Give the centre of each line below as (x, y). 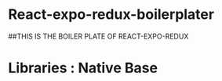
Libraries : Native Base (83, 68)
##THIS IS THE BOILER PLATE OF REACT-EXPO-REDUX (98, 36)
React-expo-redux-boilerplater (111, 15)
